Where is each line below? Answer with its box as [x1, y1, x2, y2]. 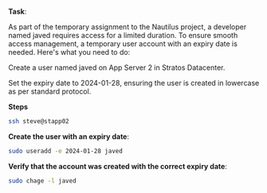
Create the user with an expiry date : [8, 131, 130, 141]
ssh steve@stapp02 [8, 118, 69, 125]
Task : [8, 7, 27, 16]
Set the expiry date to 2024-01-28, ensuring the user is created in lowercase [8, 79, 260, 87]
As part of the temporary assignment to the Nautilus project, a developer [8, 22, 247, 31]
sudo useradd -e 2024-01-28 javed [8, 147, 124, 155]
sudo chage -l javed [8, 176, 77, 185]
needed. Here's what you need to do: [8, 48, 131, 56]
